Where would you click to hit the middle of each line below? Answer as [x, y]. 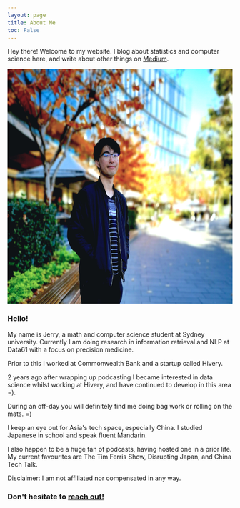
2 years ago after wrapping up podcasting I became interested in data [110, 377]
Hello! [18, 319]
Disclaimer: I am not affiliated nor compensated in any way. [94, 478]
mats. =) [20, 414]
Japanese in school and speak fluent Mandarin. [77, 435]
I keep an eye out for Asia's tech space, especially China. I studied [105, 427]
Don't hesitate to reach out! [56, 497]
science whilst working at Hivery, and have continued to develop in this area [119, 384]
